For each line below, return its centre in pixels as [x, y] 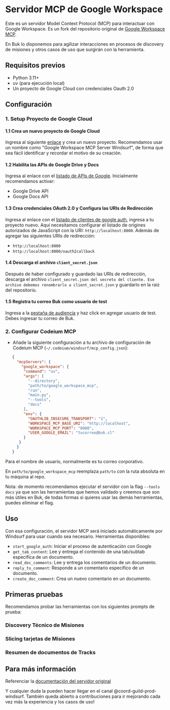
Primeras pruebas [34, 594]
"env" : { [33, 414]
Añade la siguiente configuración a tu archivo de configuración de [82, 343]
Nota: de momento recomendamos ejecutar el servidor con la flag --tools [83, 487]
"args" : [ [34, 376]
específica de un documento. [43, 557]
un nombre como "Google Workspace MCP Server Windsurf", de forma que [84, 148]
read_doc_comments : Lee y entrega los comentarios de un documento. [85, 562]
